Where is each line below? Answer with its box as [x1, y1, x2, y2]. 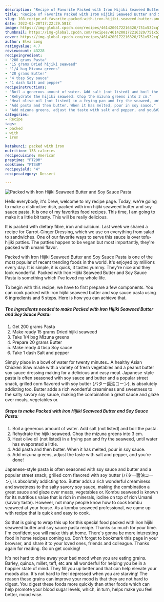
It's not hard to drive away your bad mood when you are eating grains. [5, 555, 146, 561]
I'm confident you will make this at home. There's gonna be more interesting [5, 530, 158, 536]
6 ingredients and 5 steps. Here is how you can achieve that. [5, 295, 127, 301]
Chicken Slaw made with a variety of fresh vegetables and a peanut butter [5, 364, 155, 371]
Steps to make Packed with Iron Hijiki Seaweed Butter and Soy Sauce [5, 408, 148, 414]
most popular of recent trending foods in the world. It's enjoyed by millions [5, 259, 155, 265]
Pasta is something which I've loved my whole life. [5, 275, 106, 281]
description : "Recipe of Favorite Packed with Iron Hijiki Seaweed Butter [5, 7, 161, 12]
